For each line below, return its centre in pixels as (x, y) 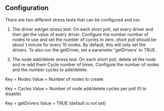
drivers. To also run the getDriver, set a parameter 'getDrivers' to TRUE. (84, 50)
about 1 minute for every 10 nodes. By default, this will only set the (79, 45)
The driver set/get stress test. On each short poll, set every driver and (82, 29)
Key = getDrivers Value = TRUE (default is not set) (56, 103)
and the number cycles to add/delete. (50, 70)
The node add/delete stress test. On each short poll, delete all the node (84, 59)
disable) (13, 93)
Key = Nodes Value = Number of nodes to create (54, 79)
